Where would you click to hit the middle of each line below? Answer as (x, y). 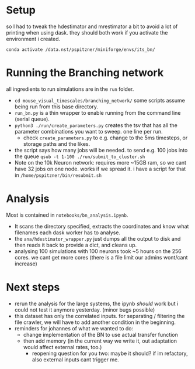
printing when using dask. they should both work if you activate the (87, 32)
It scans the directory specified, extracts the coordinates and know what (102, 226)
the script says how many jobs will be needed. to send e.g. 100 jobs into (101, 150)
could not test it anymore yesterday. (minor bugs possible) (85, 310)
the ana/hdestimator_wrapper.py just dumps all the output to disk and (97, 238)
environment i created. (33, 39)
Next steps (33, 287)
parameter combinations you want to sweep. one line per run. (88, 131)
